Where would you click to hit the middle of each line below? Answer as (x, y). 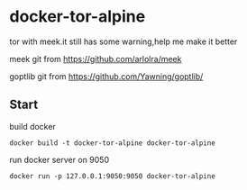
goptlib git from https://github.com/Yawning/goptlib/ (106, 76)
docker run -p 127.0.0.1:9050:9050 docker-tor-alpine (113, 176)
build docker (32, 126)
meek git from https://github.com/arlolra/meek (96, 59)
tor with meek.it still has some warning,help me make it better (123, 41)
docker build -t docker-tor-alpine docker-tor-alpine (113, 143)
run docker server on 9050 (59, 159)
